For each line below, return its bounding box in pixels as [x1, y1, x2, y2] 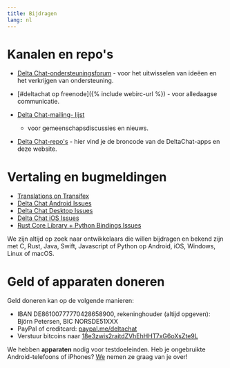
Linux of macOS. [7, 250, 55, 258]
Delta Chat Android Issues [17, 199, 92, 208]
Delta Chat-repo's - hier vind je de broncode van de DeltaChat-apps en [17, 138, 220, 146]
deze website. [17, 145, 57, 153]
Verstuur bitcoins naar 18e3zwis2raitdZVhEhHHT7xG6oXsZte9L [17, 332, 198, 340]
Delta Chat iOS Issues [17, 214, 79, 222]
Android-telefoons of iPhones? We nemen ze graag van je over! [7, 353, 188, 361]
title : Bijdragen [7, 10, 57, 17]
